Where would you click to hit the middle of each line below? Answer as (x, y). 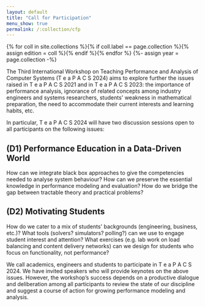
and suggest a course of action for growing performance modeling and (96, 290)
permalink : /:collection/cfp (43, 29)
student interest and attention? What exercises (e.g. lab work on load (93, 239)
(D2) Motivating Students (56, 212)
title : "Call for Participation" (49, 18)
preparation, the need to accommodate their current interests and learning (100, 104)
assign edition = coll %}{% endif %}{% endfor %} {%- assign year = (93, 53)
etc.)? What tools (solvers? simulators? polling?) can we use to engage (95, 233)
